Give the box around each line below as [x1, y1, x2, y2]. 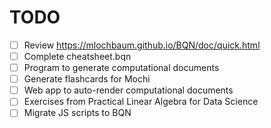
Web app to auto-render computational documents [23, 84, 234, 96]
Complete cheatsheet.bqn [23, 51, 132, 62]
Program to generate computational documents [23, 62, 220, 74]
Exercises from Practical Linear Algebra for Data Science [23, 96, 259, 108]
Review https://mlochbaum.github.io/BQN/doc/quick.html [23, 39, 261, 51]
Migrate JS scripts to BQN [23, 107, 132, 119]
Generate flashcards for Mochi [23, 73, 151, 85]
